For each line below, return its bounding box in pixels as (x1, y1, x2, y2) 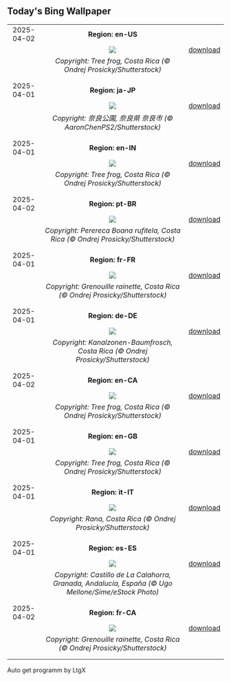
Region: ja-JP (89, 85, 136, 95)
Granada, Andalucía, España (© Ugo (52, 578, 173, 588)
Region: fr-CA (89, 607, 137, 617)
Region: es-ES (88, 543, 137, 553)
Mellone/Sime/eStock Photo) (66, 587, 159, 596)
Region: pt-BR (89, 199, 137, 209)
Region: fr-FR (89, 255, 136, 264)
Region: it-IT (91, 487, 134, 496)
